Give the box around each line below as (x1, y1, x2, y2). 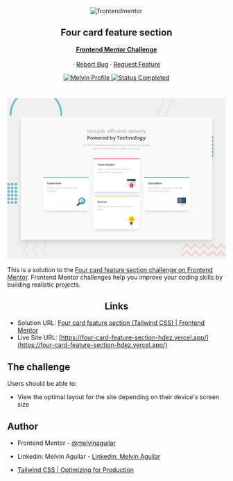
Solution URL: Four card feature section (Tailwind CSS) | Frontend (17, 319, 205, 327)
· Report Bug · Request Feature (72, 60, 161, 68)
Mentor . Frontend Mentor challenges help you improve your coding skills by (7, 273, 223, 281)
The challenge (7, 361, 71, 373)
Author (7, 420, 38, 432)
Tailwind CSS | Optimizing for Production (17, 466, 134, 474)
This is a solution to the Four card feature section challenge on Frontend (7, 265, 214, 273)
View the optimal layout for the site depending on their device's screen (17, 393, 220, 401)
